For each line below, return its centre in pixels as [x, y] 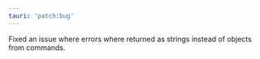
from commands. [37, 47]
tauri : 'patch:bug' [41, 16]
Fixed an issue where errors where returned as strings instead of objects [130, 39]
